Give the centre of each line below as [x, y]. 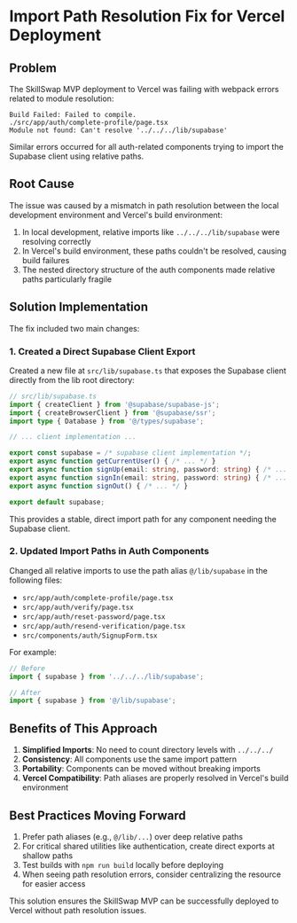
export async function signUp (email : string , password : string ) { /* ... [148, 470]
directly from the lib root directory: [72, 379]
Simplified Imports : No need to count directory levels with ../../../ [148, 750]
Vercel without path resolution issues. [78, 910]
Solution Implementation [79, 307]
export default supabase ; [57, 502]
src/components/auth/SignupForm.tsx [90, 636]
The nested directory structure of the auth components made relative [148, 270]
